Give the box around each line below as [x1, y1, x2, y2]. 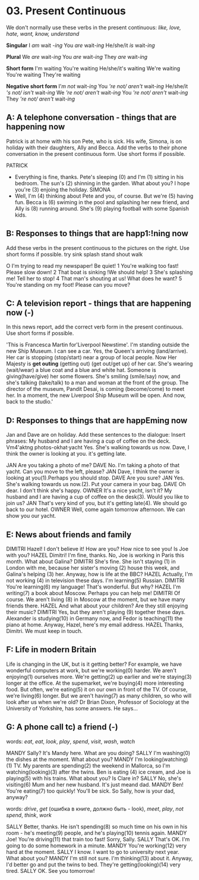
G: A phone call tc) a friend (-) [6, 722, 119, 732]
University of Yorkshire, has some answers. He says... [6, 704, 138, 712]
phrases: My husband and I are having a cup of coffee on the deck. [6, 437, 171, 444]
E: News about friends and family [6, 530, 132, 540]
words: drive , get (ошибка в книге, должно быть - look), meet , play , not [6, 805, 184, 812]
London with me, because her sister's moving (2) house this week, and [6, 564, 180, 571]
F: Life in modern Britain [6, 644, 97, 655]
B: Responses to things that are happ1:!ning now [6, 228, 188, 239]
